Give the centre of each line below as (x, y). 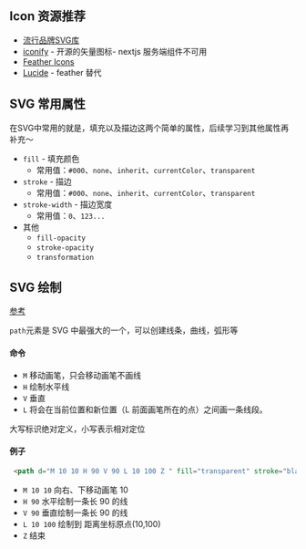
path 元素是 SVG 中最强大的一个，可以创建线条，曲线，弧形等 (124, 330)
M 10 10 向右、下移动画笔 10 (76, 490)
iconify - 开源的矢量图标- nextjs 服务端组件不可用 (115, 51)
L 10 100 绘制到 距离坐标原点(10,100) (92, 523)
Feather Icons (48, 61)
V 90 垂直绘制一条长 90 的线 (75, 513)
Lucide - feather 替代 (62, 72)
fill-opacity (61, 238)
